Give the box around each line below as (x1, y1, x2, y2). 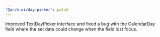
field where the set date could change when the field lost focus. (5, 26, 137, 32)
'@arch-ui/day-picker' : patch (5, 7, 69, 12)
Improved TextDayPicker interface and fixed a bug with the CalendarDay (5, 21, 155, 27)
